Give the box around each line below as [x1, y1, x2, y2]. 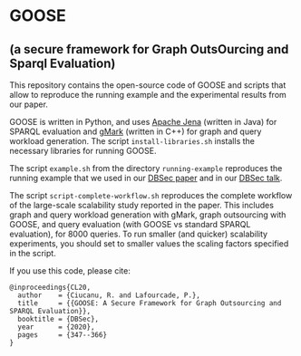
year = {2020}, [17, 322, 95, 332]
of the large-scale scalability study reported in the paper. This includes [9, 200, 275, 210]
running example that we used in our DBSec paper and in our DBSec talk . [9, 173, 283, 183]
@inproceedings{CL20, [9, 283, 92, 292]
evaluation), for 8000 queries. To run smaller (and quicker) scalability [9, 228, 268, 239]
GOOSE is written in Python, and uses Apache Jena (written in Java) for [9, 117, 277, 127]
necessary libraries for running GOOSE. [9, 146, 157, 156]
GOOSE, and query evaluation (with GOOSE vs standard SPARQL [9, 219, 251, 229]
